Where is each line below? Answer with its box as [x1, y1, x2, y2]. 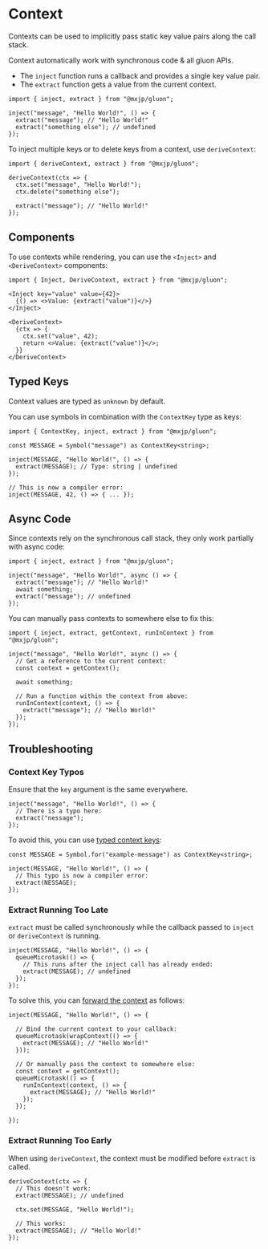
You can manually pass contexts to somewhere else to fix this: [8, 614, 214, 623]
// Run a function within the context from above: [15, 692, 189, 700]
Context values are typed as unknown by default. [8, 396, 166, 406]
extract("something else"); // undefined [15, 123, 156, 131]
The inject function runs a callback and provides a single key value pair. [19, 71, 261, 80]
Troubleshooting [8, 742, 94, 756]
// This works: [15, 1219, 67, 1227]
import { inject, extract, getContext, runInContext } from [8, 629, 214, 638]
